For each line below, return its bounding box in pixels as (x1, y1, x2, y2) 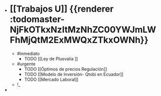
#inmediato (17, 50, 40, 57)
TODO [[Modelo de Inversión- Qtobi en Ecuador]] (24, 71, 123, 77)
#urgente (17, 61, 36, 67)
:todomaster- (9, 14, 65, 25)
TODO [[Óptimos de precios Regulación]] (24, 66, 107, 72)
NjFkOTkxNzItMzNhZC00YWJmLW (9, 24, 156, 35)
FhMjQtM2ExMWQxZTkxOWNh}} (9, 35, 149, 46)
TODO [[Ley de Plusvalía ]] (24, 56, 78, 61)
